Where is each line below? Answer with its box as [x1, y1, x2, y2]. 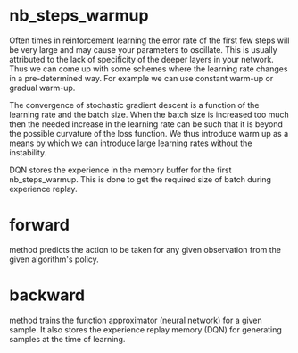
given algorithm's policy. [9, 254, 100, 265]
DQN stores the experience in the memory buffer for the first [9, 164, 232, 175]
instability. [9, 147, 47, 157]
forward [9, 215, 70, 235]
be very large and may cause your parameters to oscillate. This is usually [9, 44, 278, 55]
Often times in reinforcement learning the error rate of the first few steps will [9, 35, 290, 46]
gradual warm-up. [9, 82, 76, 93]
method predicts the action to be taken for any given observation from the [9, 244, 281, 255]
